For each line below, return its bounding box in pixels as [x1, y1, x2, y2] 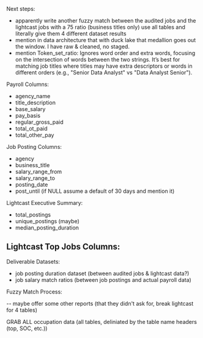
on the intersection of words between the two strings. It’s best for [15, 56, 180, 63]
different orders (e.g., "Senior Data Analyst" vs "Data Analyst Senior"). [15, 69, 193, 76]
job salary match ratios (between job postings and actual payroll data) [15, 276, 191, 283]
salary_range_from [15, 168, 62, 175]
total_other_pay [15, 131, 54, 138]
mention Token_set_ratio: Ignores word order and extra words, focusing [15, 49, 196, 57]
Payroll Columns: [6, 81, 49, 88]
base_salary [15, 106, 46, 112]
